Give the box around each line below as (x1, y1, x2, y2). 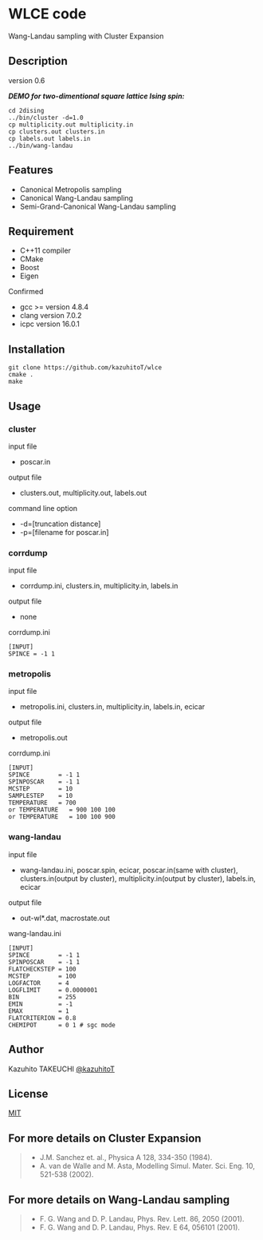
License (8, 1086, 49, 1100)
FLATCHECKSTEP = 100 (8, 965, 77, 973)
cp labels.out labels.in (8, 134, 91, 142)
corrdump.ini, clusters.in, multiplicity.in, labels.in (19, 581, 179, 591)
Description (8, 54, 68, 68)
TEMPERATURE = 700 (8, 799, 77, 807)
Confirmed (8, 287, 44, 297)
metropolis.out (19, 733, 68, 743)
